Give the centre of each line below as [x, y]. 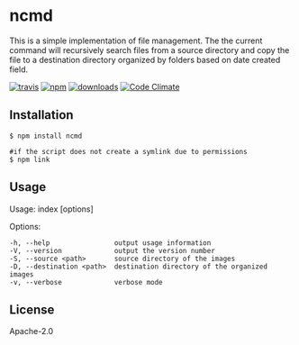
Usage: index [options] [52, 209]
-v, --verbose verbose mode [86, 282]
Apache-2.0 [32, 331]
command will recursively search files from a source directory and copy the [149, 50]
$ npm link [30, 159]
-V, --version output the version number [113, 250]
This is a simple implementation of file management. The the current [136, 41]
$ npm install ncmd [46, 136]
